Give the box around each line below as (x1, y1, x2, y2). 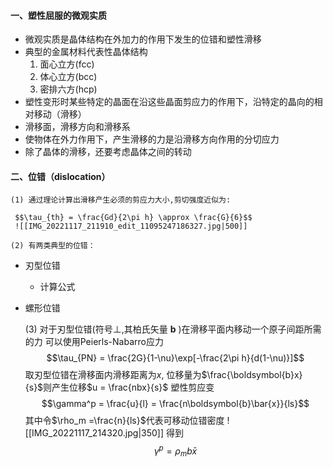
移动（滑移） (33, 108, 87, 120)
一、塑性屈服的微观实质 (10, 9, 107, 21)
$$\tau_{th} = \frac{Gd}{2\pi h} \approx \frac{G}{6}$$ (14, 213, 253, 223)
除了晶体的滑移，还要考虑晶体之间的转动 (24, 146, 192, 158)
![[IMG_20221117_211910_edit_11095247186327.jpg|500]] (14, 221, 248, 232)
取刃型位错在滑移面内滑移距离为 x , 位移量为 (24, 369, 202, 381)
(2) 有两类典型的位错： (10, 241, 96, 251)
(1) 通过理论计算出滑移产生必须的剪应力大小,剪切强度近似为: (10, 195, 232, 205)
